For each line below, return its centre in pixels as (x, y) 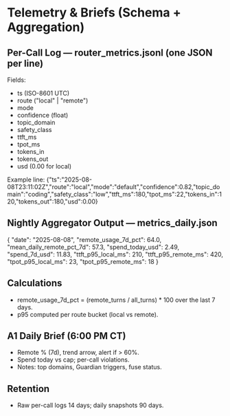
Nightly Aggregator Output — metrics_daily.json (112, 223)
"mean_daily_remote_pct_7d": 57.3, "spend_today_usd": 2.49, (93, 247)
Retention (28, 389)
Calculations (35, 283)
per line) (25, 63)
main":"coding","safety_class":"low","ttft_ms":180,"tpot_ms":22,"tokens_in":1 (114, 194)
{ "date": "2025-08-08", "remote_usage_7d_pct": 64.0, (84, 239)
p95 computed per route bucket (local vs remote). (88, 314)
